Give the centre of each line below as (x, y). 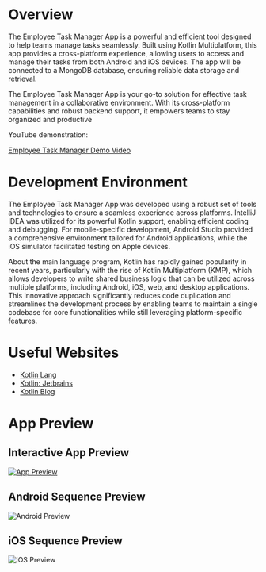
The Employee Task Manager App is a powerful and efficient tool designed (130, 36)
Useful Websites (64, 353)
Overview (41, 15)
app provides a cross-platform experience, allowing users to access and (126, 53)
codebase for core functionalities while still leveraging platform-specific (125, 312)
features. (23, 321)
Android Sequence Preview (77, 497)
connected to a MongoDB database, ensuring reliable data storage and (124, 70)
